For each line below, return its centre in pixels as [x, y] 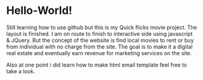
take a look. [21, 71]
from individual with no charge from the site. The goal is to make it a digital [99, 47]
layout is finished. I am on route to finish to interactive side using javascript [99, 33]
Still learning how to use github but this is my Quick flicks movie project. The [101, 27]
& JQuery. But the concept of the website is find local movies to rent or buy [100, 40]
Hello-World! [39, 11]
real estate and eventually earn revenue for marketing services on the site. [99, 53]
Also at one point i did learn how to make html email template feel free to [97, 65]
